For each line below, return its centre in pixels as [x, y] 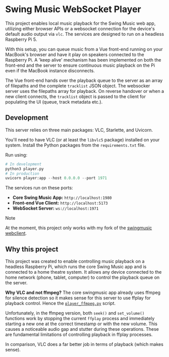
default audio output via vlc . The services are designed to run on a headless [85, 34]
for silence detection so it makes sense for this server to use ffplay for [78, 298]
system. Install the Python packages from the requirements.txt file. [75, 145]
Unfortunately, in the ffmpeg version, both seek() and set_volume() [75, 313]
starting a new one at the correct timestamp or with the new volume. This [81, 324]
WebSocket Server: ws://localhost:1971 [55, 209]
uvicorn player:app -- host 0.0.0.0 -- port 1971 [56, 178]
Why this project [32, 249]
